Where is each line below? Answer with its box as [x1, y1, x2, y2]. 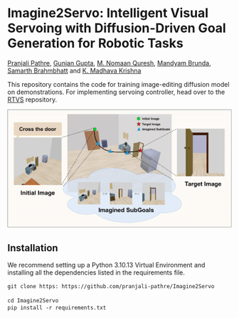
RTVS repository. [7, 95, 58, 104]
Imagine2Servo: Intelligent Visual [7, 5, 208, 21]
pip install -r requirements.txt [7, 304, 107, 312]
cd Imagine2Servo [7, 297, 59, 304]
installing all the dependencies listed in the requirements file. [7, 268, 185, 277]
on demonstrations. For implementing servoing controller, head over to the [7, 88, 225, 96]
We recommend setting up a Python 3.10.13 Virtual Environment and [7, 261, 206, 270]
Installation [7, 242, 58, 254]
